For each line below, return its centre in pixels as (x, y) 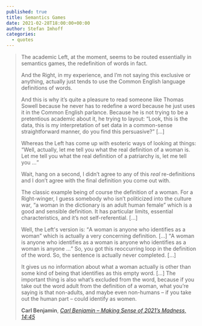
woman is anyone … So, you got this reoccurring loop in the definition (109, 249)
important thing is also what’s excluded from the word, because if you (108, 280)
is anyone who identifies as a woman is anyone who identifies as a (103, 242)
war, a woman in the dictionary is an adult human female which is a (106, 205)
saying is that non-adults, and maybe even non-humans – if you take (106, 292)
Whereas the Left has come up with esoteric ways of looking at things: (109, 143)
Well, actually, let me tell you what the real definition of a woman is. (107, 149)
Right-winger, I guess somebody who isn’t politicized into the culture (106, 199)
